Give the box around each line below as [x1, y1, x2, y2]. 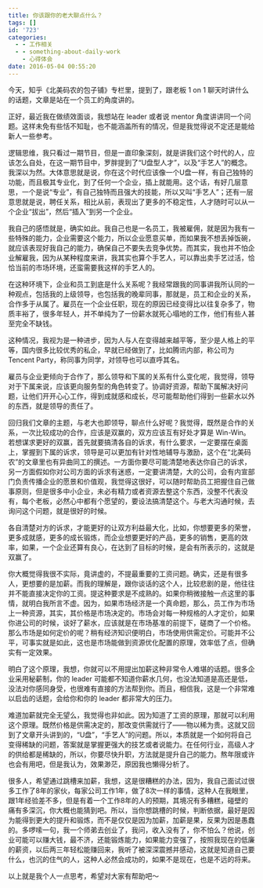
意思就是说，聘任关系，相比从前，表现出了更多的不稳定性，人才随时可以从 [8, 197, 248, 206]
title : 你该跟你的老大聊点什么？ [8, 11, 103, 20]
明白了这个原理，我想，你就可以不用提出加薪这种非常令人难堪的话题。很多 [8, 664, 248, 674]
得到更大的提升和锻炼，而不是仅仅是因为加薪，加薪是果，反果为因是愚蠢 [21, 815, 255, 824]
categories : [8, 33, 47, 42]
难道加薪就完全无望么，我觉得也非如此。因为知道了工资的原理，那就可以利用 [8, 710, 255, 719]
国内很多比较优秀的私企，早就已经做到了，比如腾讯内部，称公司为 [21, 345, 235, 354]
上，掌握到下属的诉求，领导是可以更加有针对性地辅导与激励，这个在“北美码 [8, 447, 252, 456]
